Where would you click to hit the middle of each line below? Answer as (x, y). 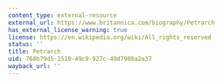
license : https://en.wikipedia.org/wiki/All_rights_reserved (110, 37)
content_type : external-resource (63, 15)
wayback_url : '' (34, 66)
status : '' (26, 45)
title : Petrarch (34, 52)
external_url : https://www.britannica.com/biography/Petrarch (111, 23)
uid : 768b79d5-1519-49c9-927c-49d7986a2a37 (80, 59)
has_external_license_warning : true (68, 30)
